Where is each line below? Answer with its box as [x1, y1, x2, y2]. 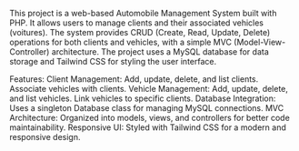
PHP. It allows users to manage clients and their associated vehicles [9, 17, 264, 28]
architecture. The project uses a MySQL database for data [51, 46, 270, 57]
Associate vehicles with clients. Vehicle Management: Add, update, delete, [9, 84, 289, 94]
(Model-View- [233, 36, 286, 47]
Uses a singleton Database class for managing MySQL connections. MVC [9, 103, 284, 113]
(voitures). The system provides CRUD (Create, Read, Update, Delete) [9, 27, 271, 37]
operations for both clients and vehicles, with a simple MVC [9, 36, 232, 47]
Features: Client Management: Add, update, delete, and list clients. [9, 74, 259, 85]
